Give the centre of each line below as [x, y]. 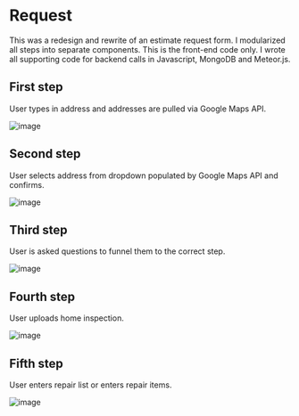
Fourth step [42, 296]
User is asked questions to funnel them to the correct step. [117, 251]
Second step [45, 154]
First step [36, 87]
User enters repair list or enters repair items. [91, 385]
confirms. [27, 184]
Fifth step [37, 363]
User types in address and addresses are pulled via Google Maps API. [138, 109]
